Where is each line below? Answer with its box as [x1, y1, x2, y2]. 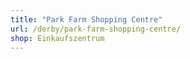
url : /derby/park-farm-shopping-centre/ [10, 24, 182, 34]
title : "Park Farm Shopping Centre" [10, 14, 163, 25]
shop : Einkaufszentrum [10, 33, 105, 43]
